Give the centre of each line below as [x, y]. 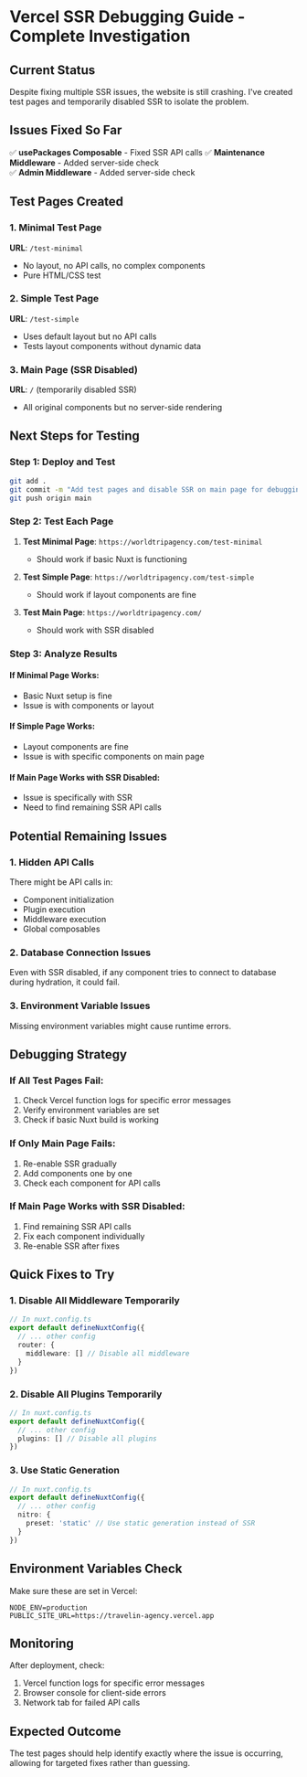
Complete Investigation [100, 36]
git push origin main [51, 498]
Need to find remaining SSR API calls [92, 807]
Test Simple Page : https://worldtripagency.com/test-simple [138, 577]
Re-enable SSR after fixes [71, 1246]
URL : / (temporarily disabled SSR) [73, 389]
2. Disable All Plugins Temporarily [86, 1394]
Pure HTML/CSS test [62, 275]
